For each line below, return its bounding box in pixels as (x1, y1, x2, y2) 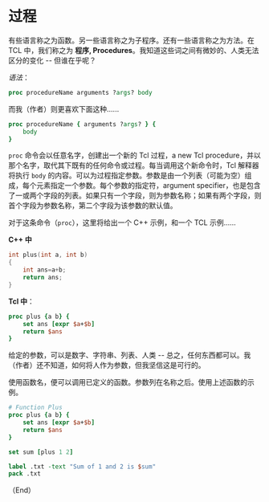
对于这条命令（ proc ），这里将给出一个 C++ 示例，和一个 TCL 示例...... (8, 218, 237, 227)
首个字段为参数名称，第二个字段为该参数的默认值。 (8, 201, 177, 210)
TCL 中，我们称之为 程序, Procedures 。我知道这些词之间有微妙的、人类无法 (8, 45, 259, 55)
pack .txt (8, 470, 42, 478)
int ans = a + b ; (22, 266, 67, 274)
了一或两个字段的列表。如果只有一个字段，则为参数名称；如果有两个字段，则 (8, 190, 262, 201)
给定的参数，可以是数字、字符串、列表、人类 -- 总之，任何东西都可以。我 (8, 350, 251, 360)
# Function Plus (8, 403, 63, 412)
